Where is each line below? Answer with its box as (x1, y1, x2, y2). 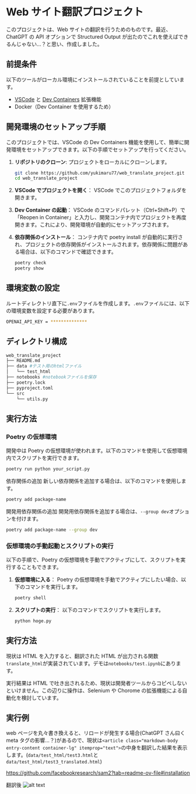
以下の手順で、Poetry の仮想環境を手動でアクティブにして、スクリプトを (6, 556, 181, 563)
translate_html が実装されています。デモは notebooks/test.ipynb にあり (6, 660, 176, 667)
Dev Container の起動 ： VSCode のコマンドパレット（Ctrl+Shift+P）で (14, 206, 185, 214)
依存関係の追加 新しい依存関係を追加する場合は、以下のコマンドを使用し (6, 478, 181, 484)
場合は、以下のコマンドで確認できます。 (19, 248, 117, 255)
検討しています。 (21, 694, 62, 701)
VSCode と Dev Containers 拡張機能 (14, 96, 102, 103)
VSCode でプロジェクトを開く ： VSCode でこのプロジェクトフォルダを (14, 187, 187, 194)
